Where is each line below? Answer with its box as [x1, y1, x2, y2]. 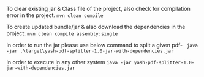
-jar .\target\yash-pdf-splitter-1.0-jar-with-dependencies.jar [6, 48, 174, 54]
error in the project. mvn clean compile [6, 12, 104, 19]
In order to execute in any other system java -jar [6, 59, 132, 65]
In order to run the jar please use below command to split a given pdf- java [6, 42, 198, 49]
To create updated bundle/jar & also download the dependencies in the [6, 24, 186, 30]
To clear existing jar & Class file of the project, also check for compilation [6, 5, 191, 12]
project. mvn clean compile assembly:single [6, 30, 118, 37]
